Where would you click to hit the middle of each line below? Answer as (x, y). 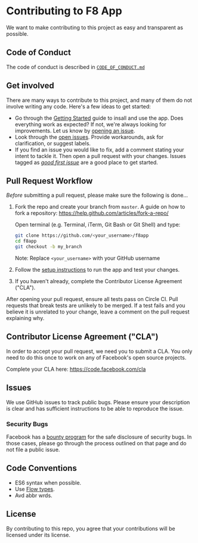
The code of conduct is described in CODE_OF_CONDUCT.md (75, 67)
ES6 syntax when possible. (48, 483)
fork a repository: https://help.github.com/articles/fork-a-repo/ (92, 213)
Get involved (30, 86)
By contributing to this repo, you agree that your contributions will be (91, 528)
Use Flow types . (35, 489)
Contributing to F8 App (64, 11)
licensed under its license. (38, 535)
